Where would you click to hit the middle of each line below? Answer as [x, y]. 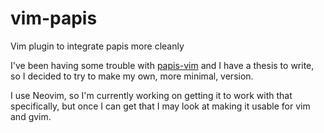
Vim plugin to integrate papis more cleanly [97, 46]
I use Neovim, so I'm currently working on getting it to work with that [151, 95]
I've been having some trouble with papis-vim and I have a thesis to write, [162, 65]
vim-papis [54, 18]
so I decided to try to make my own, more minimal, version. [132, 76]
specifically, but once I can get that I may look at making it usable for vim [160, 106]
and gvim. [31, 116]
